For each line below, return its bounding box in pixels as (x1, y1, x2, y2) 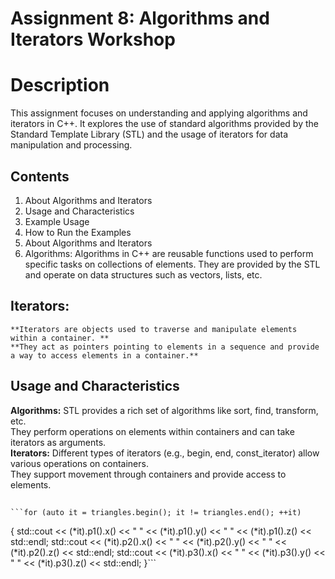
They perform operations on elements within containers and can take (10, 425, 295, 437)
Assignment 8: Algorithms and (10, 7, 270, 30)
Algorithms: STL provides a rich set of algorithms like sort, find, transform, (10, 404, 319, 416)
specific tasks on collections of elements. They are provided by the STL (24, 258, 321, 270)
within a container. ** (10, 333, 110, 343)
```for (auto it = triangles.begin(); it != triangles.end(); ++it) (10, 507, 302, 517)
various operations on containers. (10, 457, 149, 469)
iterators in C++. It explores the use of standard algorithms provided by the (10, 118, 319, 130)
